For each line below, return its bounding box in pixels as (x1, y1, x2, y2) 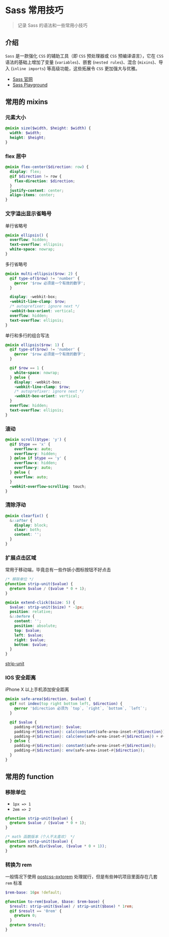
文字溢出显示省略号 (5, 210, 52, 217)
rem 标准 (5, 880, 23, 886)
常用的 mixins (5, 98, 48, 106)
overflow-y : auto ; (14, 465, 53, 471)
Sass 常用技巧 (5, 5, 64, 16)
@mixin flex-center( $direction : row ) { (5, 164, 89, 169)
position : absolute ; (14, 623, 57, 628)
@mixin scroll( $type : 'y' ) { (5, 437, 66, 442)
